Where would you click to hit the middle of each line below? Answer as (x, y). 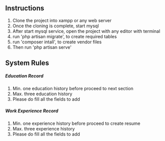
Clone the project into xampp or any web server (62, 20)
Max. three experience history (44, 129)
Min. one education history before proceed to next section (73, 89)
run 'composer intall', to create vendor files (57, 42)
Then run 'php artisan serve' (42, 47)
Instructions (25, 8)
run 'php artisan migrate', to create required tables (65, 36)
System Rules (27, 63)
